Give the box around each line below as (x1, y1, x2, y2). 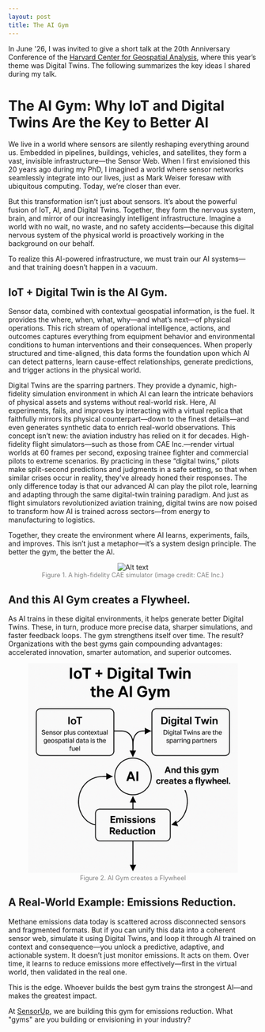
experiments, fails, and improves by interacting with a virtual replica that (8, 406, 243, 415)
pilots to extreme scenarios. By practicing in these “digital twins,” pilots (8, 456, 240, 466)
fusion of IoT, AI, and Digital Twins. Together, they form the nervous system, (8, 206, 256, 215)
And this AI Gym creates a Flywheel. (8, 593, 191, 607)
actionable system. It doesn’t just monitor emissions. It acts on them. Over (8, 950, 249, 960)
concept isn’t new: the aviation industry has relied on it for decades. (8, 431, 229, 440)
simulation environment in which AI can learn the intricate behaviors (32, 389, 254, 399)
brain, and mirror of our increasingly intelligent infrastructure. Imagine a (8, 214, 241, 223)
